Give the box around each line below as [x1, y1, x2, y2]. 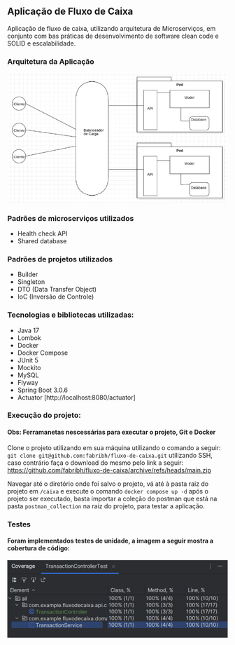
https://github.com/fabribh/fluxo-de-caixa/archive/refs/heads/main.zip [7, 466, 211, 474]
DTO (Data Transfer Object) [17, 285, 97, 294]
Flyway [17, 378, 38, 386]
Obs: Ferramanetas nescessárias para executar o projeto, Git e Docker [7, 428, 216, 437]
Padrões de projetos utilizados [7, 254, 113, 264]
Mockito [17, 363, 41, 372]
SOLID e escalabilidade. [7, 39, 76, 48]
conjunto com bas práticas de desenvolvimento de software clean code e [7, 32, 219, 40]
